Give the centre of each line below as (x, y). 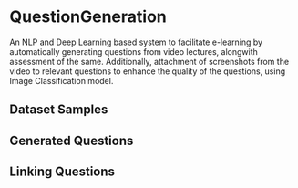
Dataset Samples (59, 110)
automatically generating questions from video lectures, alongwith (134, 51)
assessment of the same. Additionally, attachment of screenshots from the (149, 61)
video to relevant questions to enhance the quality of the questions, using (148, 71)
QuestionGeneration (88, 17)
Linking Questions (62, 172)
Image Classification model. (62, 80)
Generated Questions (72, 140)
